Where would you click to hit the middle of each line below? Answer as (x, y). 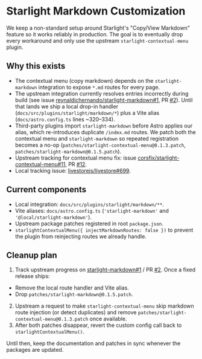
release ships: (32, 276)
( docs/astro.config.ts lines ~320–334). (65, 119)
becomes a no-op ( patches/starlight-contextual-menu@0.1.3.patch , (100, 145)
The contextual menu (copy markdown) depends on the (84, 80)
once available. (108, 319)
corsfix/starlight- (159, 158)
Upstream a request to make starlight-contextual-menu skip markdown (104, 306)
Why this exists (36, 66)
